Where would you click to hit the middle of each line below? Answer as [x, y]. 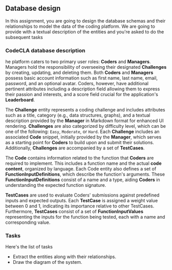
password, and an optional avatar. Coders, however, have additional [77, 84]
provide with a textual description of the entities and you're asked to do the [85, 32]
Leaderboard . [20, 100]
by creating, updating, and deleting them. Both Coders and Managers [79, 73]
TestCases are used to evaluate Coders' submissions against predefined [82, 195]
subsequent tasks [24, 37]
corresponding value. [28, 222]
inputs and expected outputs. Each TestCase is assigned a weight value [82, 201]
